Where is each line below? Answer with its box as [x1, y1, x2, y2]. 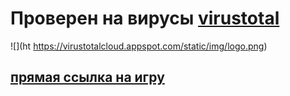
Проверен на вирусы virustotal [10, 7, 280, 30]
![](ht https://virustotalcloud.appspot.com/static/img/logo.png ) [10, 40, 268, 52]
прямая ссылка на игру [10, 69, 165, 86]
